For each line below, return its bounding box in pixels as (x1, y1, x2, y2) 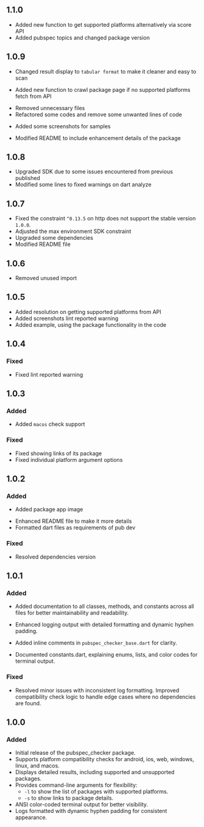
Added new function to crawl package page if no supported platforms (15, 86, 191, 93)
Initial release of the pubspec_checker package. (15, 749, 136, 756)
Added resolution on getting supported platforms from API (15, 308, 161, 315)
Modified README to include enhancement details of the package (15, 134, 181, 142)
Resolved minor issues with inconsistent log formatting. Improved (15, 686, 180, 694)
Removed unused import (15, 274, 77, 282)
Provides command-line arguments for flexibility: (15, 781, 138, 789)
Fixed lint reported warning (15, 371, 83, 378)
